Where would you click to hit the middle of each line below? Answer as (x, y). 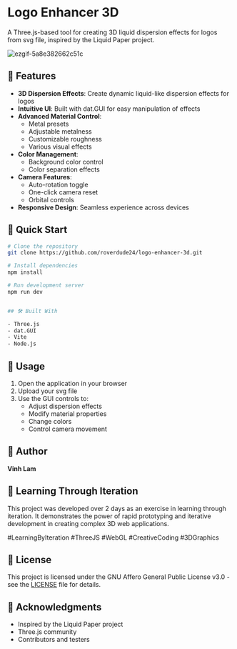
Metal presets (49, 124)
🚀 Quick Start (37, 230)
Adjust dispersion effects (65, 406)
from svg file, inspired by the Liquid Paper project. (81, 39)
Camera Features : (45, 177)
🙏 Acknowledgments (55, 607)
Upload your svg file (47, 391)
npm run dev (25, 292)
